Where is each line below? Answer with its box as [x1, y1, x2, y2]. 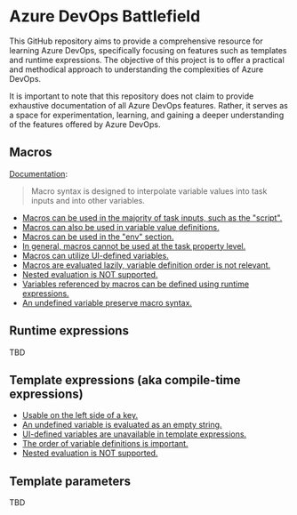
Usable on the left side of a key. [21, 410, 139, 421]
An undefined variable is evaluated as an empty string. [21, 420, 222, 431]
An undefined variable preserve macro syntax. [21, 297, 193, 308]
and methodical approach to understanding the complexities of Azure [9, 64, 264, 75]
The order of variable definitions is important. [21, 439, 189, 449]
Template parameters [9, 473, 132, 488]
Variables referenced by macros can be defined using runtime [21, 278, 250, 289]
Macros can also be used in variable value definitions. [21, 221, 220, 232]
